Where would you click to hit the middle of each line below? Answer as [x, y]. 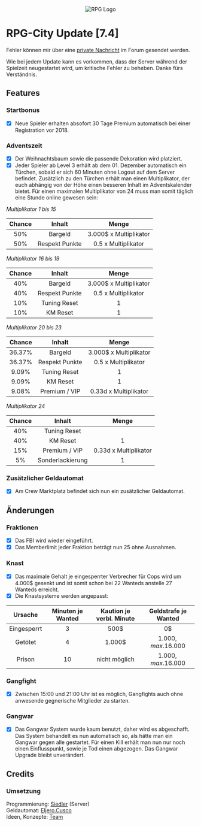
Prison [25, 659]
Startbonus [23, 110]
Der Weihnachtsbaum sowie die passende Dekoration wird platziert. [98, 158]
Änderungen [31, 510]
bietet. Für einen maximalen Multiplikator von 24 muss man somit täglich [104, 191]
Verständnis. [22, 74]
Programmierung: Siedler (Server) [48, 804]
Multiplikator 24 [26, 406]
